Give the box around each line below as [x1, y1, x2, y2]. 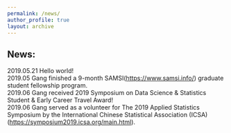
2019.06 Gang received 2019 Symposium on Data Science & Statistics [7, 89, 207, 97]
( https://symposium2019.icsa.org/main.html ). [7, 118, 136, 126]
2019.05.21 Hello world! [7, 67, 74, 75]
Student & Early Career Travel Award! [7, 96, 113, 104]
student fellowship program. [7, 81, 88, 90]
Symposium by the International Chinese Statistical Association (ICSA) [7, 111, 208, 119]
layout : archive [7, 23, 54, 30]
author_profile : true [7, 17, 70, 23]
